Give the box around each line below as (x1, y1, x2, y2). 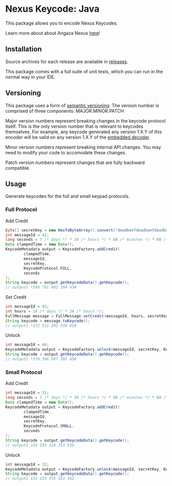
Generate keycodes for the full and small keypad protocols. (5, 193, 130, 199)
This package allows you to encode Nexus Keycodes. (5, 20, 118, 26)
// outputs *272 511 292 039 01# (5, 323, 77, 328)
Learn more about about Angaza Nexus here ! (5, 30, 101, 36)
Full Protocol (5, 206, 37, 213)
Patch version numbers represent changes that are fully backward (5, 159, 145, 166)
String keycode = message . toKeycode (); (5, 318, 91, 323)
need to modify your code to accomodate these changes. (5, 149, 126, 155)
